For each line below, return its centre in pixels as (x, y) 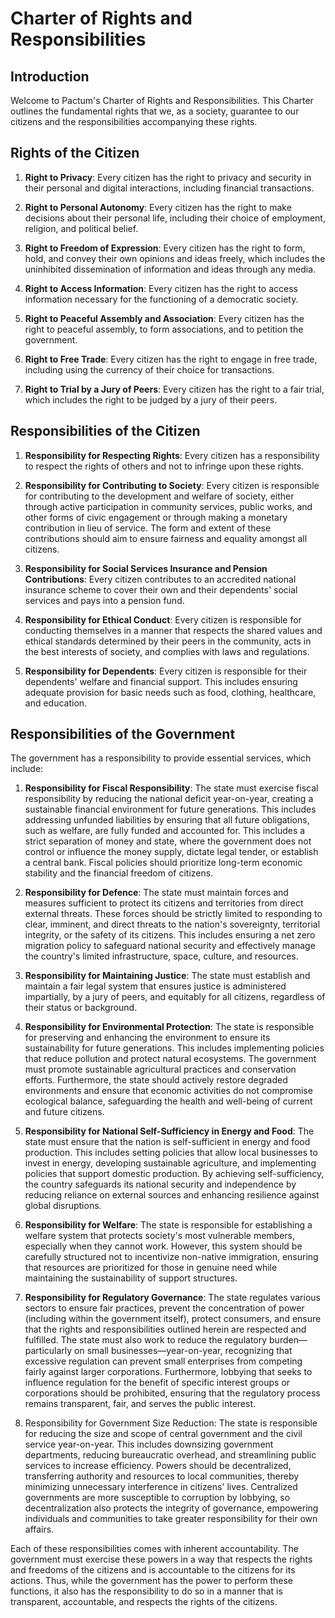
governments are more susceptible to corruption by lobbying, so (157, 1498)
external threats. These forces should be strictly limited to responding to (173, 914)
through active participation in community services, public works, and (168, 506)
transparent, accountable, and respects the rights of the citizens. (144, 1602)
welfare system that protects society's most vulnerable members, (160, 1236)
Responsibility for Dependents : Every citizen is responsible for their (166, 671)
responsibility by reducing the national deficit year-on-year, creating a (169, 799)
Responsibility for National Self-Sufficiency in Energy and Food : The (169, 1131)
